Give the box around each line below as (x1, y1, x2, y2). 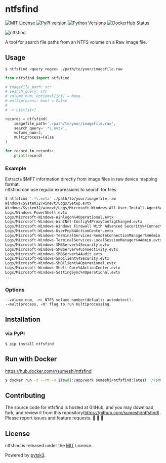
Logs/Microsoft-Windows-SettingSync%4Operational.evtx (5, 270, 121, 275)
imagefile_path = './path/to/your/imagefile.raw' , (14, 121, 116, 126)
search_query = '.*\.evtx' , (14, 125, 68, 131)
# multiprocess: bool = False (5, 98, 68, 104)
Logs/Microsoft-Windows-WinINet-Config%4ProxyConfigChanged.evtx (5, 219, 142, 224)
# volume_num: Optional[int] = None (5, 94, 81, 99)
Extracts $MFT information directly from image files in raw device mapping (5, 176, 158, 182)
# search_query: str (5, 89, 48, 94)
